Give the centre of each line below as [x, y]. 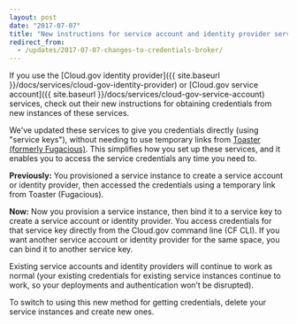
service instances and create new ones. [82, 312]
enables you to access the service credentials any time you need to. [133, 158]
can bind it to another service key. [71, 250]
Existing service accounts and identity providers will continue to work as [141, 266]
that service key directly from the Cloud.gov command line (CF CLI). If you [145, 230]
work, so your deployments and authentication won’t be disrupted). [132, 285]
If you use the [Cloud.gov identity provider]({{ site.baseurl [115, 75]
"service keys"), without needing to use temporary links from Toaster [135, 140]
